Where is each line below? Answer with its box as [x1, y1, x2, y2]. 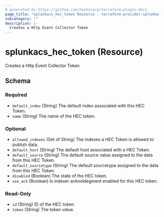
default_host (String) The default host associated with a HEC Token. [12, 147, 150, 153]
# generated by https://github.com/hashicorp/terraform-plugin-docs [5, 7, 147, 12]
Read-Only [5, 190, 32, 197]
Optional [5, 125, 26, 132]
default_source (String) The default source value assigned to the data [12, 152, 153, 158]
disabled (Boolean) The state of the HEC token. [12, 173, 107, 179]
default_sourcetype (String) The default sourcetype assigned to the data [12, 163, 159, 169]
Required [5, 92, 27, 98]
